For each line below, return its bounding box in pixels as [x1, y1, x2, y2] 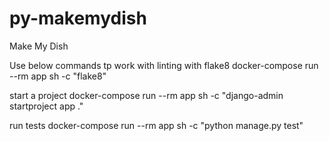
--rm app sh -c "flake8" [9, 70, 107, 82]
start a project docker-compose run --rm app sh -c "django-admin [9, 89, 284, 101]
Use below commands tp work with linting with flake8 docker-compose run [9, 59, 319, 71]
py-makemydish [9, 7, 147, 30]
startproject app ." [9, 100, 84, 112]
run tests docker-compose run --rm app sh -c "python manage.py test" [9, 119, 304, 131]
